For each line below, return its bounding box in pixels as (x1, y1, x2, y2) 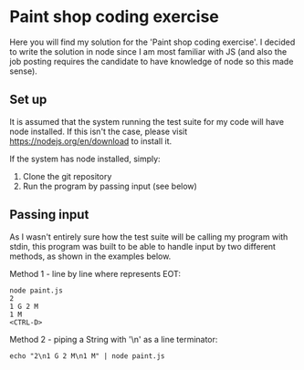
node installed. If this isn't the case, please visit (9, 126, 188, 137)
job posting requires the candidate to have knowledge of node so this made (9, 56, 294, 67)
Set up (9, 92, 47, 108)
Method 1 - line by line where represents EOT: (9, 268, 181, 279)
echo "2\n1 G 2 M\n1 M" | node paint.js (9, 351, 166, 361)
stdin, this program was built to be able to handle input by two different (9, 241, 277, 252)
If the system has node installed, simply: (9, 153, 162, 164)
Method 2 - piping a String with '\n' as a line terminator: (9, 334, 218, 344)
